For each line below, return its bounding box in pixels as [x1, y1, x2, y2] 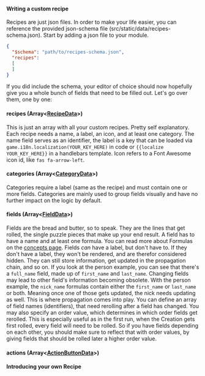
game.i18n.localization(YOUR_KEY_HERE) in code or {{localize [6, 143, 164, 150]
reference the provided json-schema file [6, 25, 108, 32]
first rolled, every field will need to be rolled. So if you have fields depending [6, 322, 199, 329]
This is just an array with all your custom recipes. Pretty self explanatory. [6, 123, 190, 131]
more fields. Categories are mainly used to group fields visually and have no [6, 190, 198, 197]
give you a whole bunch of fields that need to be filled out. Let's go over [6, 89, 188, 97]
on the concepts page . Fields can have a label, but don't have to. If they [6, 244, 187, 251]
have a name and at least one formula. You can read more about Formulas [6, 238, 193, 245]
